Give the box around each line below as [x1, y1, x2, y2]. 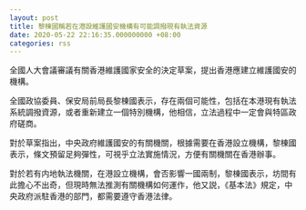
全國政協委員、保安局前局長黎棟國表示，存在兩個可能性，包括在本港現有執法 [9, 95, 297, 106]
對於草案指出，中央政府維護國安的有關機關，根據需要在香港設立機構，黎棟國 [9, 137, 297, 148]
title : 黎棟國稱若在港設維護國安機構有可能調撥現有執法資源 [9, 22, 208, 31]
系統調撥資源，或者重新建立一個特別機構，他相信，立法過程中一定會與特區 [9, 106, 289, 118]
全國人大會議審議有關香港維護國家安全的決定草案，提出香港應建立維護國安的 [9, 65, 297, 75]
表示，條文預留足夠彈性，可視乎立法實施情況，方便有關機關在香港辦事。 [9, 149, 280, 160]
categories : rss [9, 38, 71, 48]
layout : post [9, 13, 59, 23]
